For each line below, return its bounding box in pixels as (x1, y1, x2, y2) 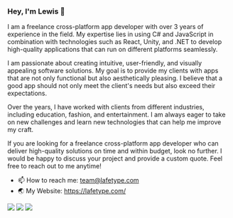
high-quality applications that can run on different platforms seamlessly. (7, 45, 218, 54)
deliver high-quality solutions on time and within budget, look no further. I (7, 147, 222, 156)
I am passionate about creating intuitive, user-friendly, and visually (7, 59, 202, 67)
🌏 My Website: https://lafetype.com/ (17, 187, 126, 195)
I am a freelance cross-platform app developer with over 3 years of (7, 23, 204, 31)
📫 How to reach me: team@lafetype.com (17, 176, 140, 185)
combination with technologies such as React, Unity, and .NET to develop (7, 38, 222, 46)
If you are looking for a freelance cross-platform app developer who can (7, 139, 219, 148)
